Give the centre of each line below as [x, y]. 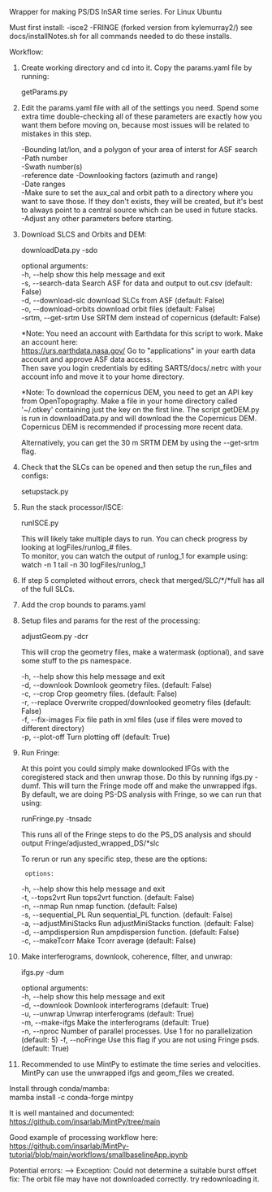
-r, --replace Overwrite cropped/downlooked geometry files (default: [136, 702]
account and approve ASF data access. [87, 359]
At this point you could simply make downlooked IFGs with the [125, 768]
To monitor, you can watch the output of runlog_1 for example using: [134, 556]
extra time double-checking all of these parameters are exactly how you [141, 116]
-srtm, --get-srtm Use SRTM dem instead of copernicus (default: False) [140, 318]
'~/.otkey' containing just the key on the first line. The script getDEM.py [140, 409]
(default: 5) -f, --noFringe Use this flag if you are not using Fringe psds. [140, 1040]
